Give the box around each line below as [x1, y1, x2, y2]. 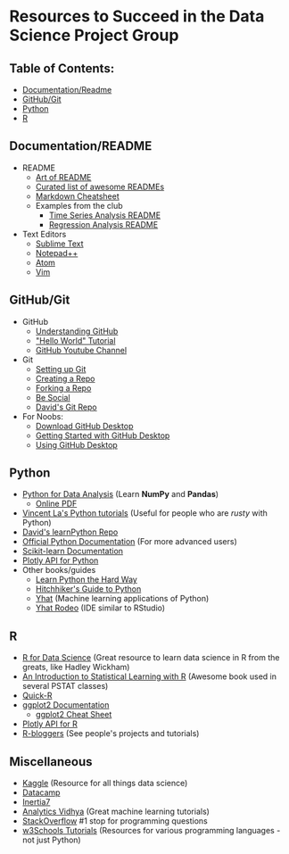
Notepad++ [35, 247, 78, 258]
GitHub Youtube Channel [35, 344, 128, 355]
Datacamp [21, 787, 61, 798]
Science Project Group [9, 25, 179, 46]
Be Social [35, 392, 70, 402]
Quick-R [21, 690, 53, 701]
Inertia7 [21, 797, 51, 808]
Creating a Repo [35, 373, 95, 384]
